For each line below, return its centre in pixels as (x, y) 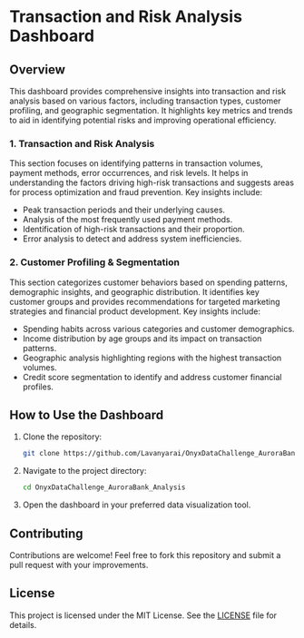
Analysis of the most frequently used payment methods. (127, 220)
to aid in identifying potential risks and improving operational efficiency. (143, 120)
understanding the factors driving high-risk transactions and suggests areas (152, 182)
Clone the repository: (62, 437)
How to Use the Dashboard (87, 415)
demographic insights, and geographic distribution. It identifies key (135, 291)
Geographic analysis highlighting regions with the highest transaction (152, 358)
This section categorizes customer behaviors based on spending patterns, (148, 282)
